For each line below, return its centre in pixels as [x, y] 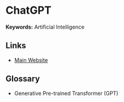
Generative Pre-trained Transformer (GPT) [66, 93]
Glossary [23, 79]
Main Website [31, 60]
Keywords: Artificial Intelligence [45, 27]
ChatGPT [29, 10]
